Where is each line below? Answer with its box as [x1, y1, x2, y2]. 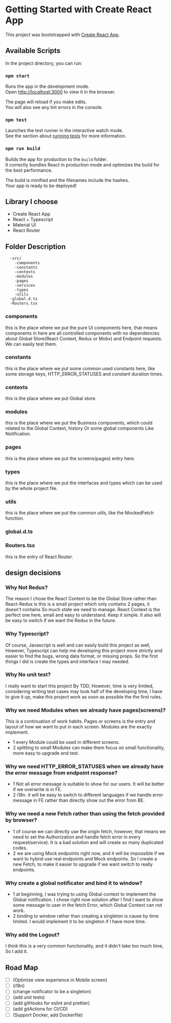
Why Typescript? [5, 630, 49, 637]
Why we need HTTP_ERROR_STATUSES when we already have [5, 763, 164, 770]
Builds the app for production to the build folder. [5, 156, 108, 162]
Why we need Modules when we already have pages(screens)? [5, 706, 166, 714]
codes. [12, 845, 28, 851]
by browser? [5, 816, 37, 824]
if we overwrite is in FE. [12, 787, 62, 793]
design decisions [5, 568, 61, 577]
